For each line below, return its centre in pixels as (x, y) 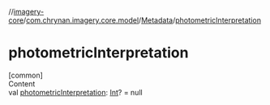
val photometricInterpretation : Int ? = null (76, 92)
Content (22, 83)
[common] (26, 75)
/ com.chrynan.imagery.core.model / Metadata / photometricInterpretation (142, 20)
